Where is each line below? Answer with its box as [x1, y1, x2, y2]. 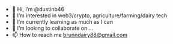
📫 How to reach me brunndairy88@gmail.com [11, 32, 128, 38]
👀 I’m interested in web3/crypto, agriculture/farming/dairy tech [11, 12, 168, 19]
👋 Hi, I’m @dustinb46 [11, 6, 65, 12]
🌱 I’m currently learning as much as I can [11, 18, 113, 25]
